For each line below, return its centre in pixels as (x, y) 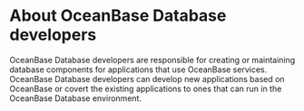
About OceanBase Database (118, 16)
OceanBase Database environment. (76, 98)
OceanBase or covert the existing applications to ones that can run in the (146, 88)
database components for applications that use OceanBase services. (138, 69)
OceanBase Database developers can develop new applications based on (147, 79)
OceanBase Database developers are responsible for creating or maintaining (152, 60)
